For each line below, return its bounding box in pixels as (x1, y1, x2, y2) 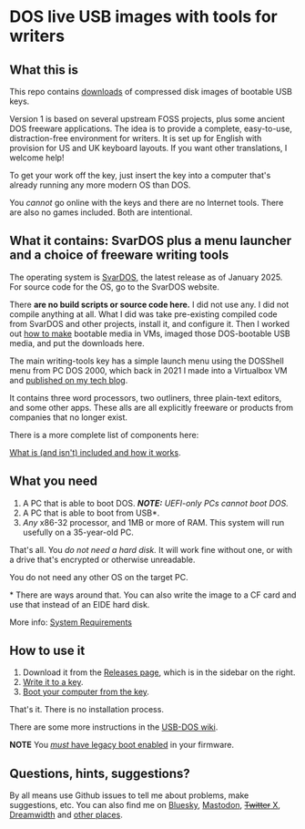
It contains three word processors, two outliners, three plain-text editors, (9, 392, 282, 403)
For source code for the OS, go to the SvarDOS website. (9, 281, 220, 292)
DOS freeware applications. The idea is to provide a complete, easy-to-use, (9, 123, 293, 134)
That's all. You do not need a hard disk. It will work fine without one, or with (9, 544, 293, 555)
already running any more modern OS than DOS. (9, 179, 191, 190)
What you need (9, 474, 98, 489)
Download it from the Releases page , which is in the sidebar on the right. (22, 667, 296, 678)
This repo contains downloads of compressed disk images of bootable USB (9, 87, 293, 97)
